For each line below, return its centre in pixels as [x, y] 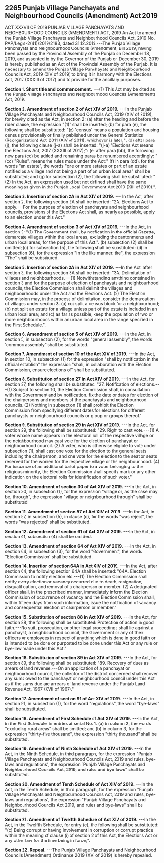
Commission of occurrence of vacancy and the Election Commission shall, [80, 597]
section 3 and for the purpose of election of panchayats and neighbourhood [82, 283]
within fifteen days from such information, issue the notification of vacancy [81, 602]
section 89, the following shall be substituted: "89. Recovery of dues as [77, 663]
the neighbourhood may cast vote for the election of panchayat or [71, 441]
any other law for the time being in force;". [48, 840]
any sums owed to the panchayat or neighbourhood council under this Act [80, 678]
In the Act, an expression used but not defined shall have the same [79, 182]
